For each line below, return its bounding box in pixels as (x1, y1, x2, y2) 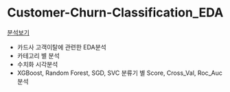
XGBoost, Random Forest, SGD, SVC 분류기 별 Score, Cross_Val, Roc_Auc (16, 69, 223, 77)
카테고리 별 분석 (16, 51, 60, 60)
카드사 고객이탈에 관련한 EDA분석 (16, 43, 106, 51)
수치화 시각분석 (16, 60, 58, 68)
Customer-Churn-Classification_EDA (7, 5, 224, 21)
